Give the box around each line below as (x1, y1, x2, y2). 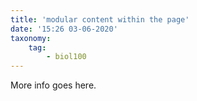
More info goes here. (10, 79, 97, 91)
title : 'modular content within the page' (10, 14, 190, 25)
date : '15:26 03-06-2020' (10, 24, 118, 34)
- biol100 (46, 52, 87, 62)
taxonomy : (10, 33, 52, 43)
